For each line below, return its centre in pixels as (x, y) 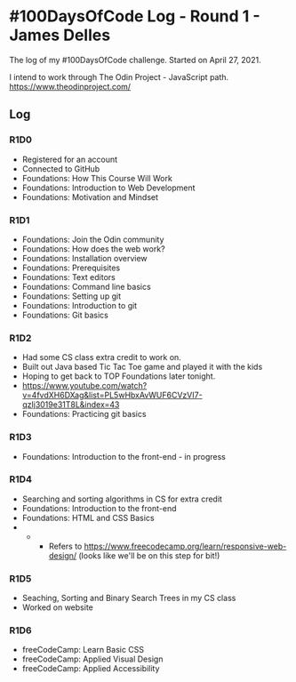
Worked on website (57, 607)
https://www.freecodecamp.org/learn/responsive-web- (185, 546)
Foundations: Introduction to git (80, 305)
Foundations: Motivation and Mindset (90, 197)
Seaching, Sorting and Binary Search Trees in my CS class (129, 598)
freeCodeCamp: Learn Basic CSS (83, 650)
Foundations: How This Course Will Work (97, 178)
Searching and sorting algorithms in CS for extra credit (122, 499)
